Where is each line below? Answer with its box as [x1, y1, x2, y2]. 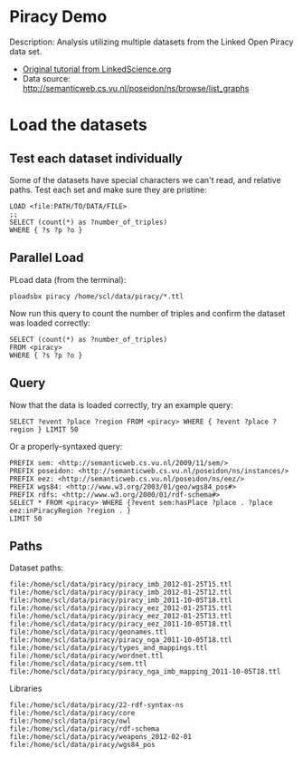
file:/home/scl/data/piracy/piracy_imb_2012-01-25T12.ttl [9, 588, 232, 598]
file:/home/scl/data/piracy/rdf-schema [9, 724, 160, 734]
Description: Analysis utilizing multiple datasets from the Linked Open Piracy [9, 36, 294, 47]
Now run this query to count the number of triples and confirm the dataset [9, 307, 286, 318]
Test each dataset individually [9, 151, 183, 166]
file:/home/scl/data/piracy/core [9, 709, 136, 718]
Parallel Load [9, 250, 84, 266]
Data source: [22, 73, 71, 83]
